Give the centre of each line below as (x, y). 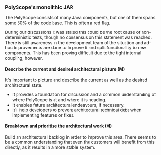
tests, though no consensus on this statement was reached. (92, 37)
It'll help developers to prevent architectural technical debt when (77, 110)
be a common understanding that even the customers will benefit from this (80, 142)
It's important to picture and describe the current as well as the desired (76, 80)
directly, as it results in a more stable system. (50, 147)
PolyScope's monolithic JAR (39, 7)
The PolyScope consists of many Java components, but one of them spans (80, 18)
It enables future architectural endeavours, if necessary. (68, 105)
